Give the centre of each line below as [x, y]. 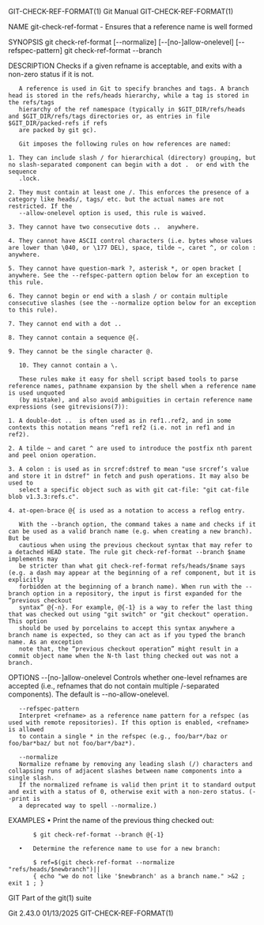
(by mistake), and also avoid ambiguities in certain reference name [136, 400]
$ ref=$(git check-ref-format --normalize [104, 863]
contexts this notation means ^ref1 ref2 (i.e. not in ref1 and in [122, 428]
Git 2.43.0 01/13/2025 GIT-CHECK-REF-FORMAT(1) [91, 913]
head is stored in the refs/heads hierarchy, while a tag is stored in [128, 96]
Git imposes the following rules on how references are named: [125, 144]
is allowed [26, 730]
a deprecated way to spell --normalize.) [88, 806]
